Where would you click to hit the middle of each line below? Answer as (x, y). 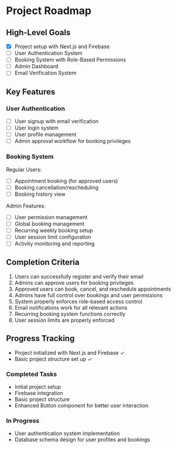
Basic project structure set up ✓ (53, 359)
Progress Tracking (40, 339)
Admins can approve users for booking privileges (74, 283)
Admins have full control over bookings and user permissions (88, 295)
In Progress (23, 420)
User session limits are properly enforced (64, 320)
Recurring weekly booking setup (54, 230)
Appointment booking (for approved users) (66, 181)
